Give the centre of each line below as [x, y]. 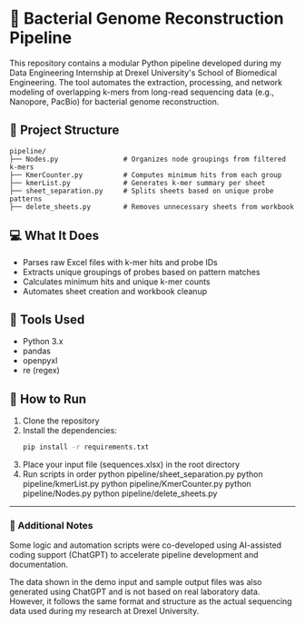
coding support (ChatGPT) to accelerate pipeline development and [134, 555]
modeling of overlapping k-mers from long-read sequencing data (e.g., [142, 92]
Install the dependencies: [70, 431]
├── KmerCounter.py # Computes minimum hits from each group [146, 175]
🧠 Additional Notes [51, 525]
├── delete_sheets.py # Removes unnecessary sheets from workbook [152, 207]
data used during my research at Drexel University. [104, 611]
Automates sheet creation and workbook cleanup [114, 291]
